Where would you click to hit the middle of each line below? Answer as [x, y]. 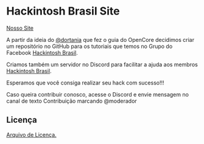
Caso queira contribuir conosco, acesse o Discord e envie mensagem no [97, 94]
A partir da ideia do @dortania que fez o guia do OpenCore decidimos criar [100, 39]
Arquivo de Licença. [31, 134]
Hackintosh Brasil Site [63, 11]
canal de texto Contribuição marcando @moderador [72, 101]
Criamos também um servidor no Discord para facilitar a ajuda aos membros [102, 64]
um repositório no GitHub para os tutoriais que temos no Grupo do [90, 46]
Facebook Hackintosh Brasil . [42, 52]
